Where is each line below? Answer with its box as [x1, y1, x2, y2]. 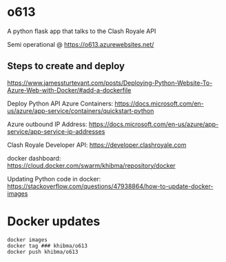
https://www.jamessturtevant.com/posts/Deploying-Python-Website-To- [7, 79, 213, 87]
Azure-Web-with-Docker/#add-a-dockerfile [7, 85, 132, 94]
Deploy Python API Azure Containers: [7, 99, 114, 108]
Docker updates [7, 213, 101, 229]
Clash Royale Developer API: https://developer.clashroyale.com [7, 141, 187, 149]
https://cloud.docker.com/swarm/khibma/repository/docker [7, 161, 176, 170]
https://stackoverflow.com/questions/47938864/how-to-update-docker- [7, 182, 214, 190]
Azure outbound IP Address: [7, 120, 88, 128]
